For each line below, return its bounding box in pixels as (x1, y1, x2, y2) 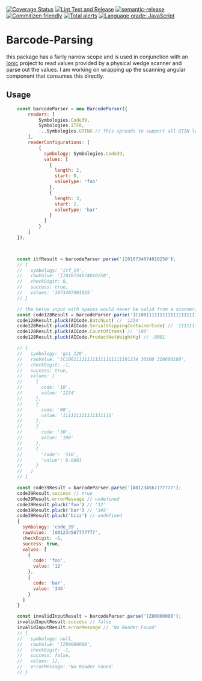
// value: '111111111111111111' (17, 412, 114, 418)
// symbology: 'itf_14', (17, 267, 85, 274)
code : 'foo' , (32, 557, 66, 563)
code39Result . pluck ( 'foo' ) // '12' (17, 501, 106, 507)
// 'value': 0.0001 (17, 457, 82, 463)
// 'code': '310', (17, 451, 79, 457)
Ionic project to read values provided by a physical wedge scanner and (6, 59, 182, 66)
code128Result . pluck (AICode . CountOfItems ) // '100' (17, 328, 149, 334)
